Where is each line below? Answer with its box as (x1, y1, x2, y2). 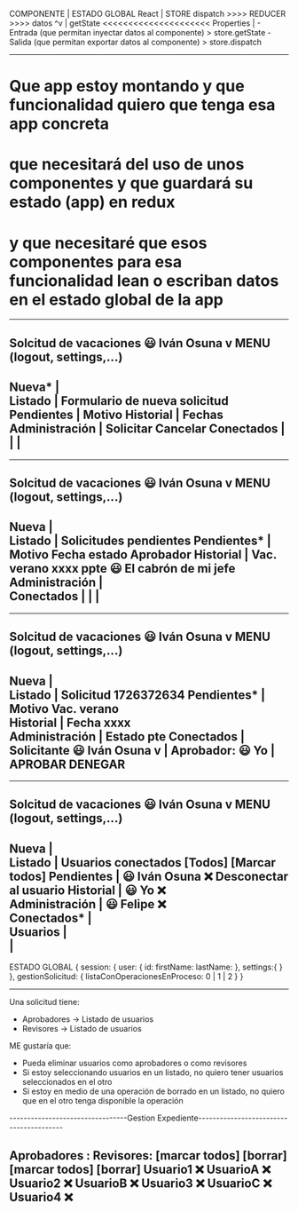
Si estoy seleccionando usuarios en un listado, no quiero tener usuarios (21, 1067, 284, 1078)
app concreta (9, 114, 109, 134)
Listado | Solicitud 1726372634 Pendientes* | (9, 687, 266, 702)
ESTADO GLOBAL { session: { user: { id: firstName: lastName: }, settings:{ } (9, 962, 283, 972)
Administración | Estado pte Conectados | (9, 729, 246, 744)
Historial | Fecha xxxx (9, 715, 131, 730)
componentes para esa (9, 251, 183, 272)
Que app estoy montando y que (9, 76, 246, 97)
